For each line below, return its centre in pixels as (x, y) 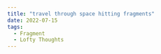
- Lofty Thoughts (39, 40)
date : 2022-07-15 (33, 20)
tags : (15, 27)
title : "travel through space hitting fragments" (81, 14)
